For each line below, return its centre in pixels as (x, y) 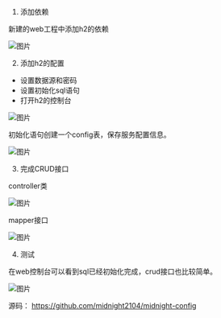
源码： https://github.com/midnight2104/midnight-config (102, 306)
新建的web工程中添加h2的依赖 (58, 29)
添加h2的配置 (42, 63)
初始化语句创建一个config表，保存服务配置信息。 (90, 134)
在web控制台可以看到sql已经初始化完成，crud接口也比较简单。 (113, 271)
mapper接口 (28, 220)
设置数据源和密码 (48, 80)
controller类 (28, 186)
